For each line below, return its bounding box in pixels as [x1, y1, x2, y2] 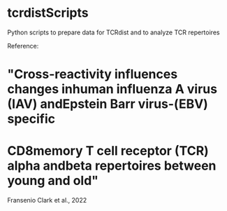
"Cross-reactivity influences [7, 67, 178, 82]
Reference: [7, 41, 39, 50]
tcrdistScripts [7, 5, 89, 21]
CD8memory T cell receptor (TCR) [7, 143, 210, 159]
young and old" [7, 173, 99, 189]
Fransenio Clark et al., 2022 [7, 196, 87, 205]
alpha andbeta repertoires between [7, 158, 217, 174]
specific [7, 111, 56, 127]
